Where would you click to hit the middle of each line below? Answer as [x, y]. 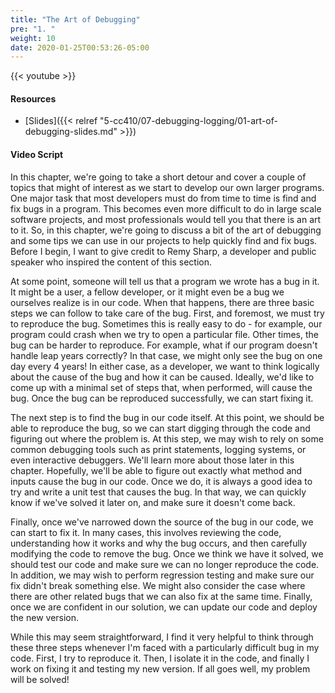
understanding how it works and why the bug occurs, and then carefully [159, 543]
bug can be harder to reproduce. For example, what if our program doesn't [164, 345]
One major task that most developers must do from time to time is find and [163, 198]
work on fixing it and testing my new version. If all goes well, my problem [160, 668]
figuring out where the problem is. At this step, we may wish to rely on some [167, 438]
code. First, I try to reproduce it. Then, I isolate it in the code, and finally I [160, 658]
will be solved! [40, 679]
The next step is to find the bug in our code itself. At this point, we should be [167, 417]
